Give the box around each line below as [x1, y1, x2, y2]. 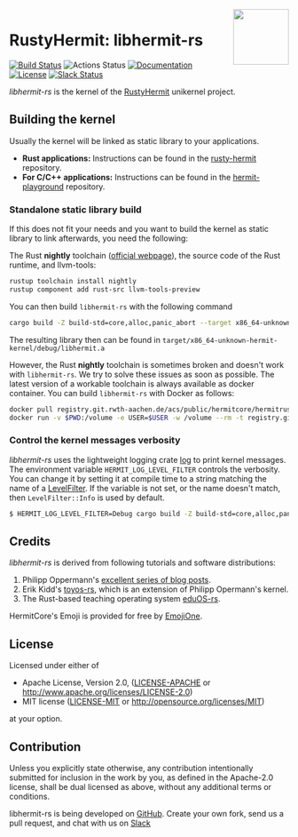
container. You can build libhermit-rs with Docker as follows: [9, 387, 235, 398]
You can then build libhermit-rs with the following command [9, 301, 233, 312]
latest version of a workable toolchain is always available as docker [9, 378, 255, 389]
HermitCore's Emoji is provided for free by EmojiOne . [9, 610, 203, 621]
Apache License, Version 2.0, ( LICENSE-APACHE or [21, 677, 211, 688]
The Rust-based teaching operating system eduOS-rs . [21, 594, 221, 604]
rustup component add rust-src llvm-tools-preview [9, 284, 200, 294]
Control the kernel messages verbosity [9, 434, 181, 447]
